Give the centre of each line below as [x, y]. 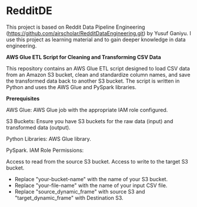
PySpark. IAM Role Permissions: [45, 150]
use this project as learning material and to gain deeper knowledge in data [96, 39]
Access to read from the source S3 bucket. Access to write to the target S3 [97, 161]
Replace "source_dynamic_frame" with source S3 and [80, 191]
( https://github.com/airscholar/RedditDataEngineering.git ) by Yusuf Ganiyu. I [98, 33]
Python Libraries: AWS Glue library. [49, 138]
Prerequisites [23, 99]
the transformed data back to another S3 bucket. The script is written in [93, 81]
